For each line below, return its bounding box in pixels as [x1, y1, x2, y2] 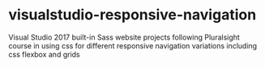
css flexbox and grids [8, 49, 80, 59]
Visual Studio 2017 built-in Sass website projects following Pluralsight [8, 32, 241, 42]
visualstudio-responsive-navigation [8, 6, 257, 24]
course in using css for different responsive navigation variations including [8, 40, 258, 50]
